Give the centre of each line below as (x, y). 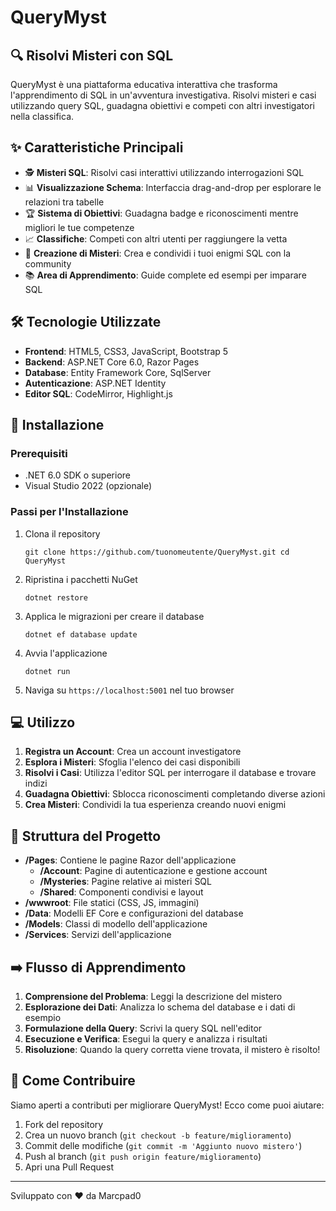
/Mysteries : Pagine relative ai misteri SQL (125, 882)
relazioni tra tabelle (64, 202)
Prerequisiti (39, 453)
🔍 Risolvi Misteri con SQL (92, 55)
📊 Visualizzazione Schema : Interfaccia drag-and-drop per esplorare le (173, 187)
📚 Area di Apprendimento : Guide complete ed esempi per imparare (165, 275)
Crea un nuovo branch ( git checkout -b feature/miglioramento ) (158, 1135)
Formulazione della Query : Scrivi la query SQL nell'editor (143, 1028)
